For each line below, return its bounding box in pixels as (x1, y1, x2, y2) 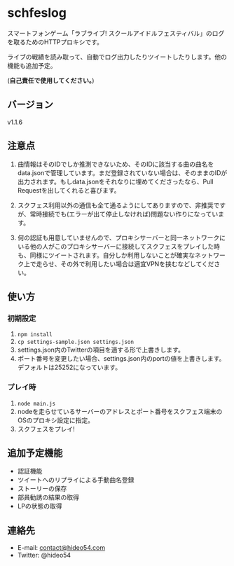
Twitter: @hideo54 (17, 551, 71, 560)
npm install (17, 331, 53, 338)
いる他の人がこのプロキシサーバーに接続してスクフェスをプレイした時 (17, 242, 221, 250)
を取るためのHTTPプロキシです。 (7, 37, 104, 46)
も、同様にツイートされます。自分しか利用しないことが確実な (17, 251, 195, 259)
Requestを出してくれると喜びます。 (17, 186, 121, 194)
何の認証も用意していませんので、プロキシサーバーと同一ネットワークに (17, 233, 226, 242)
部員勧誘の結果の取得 (17, 493, 79, 502)
